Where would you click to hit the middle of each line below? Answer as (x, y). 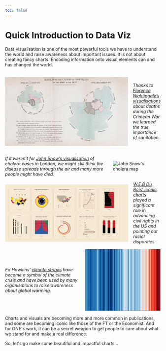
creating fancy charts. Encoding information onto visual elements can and (80, 59)
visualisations (147, 101)
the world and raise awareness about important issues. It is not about (75, 54)
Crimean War (146, 117)
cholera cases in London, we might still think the (54, 164)
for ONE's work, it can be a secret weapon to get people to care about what (82, 329)
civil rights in (146, 221)
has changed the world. (29, 64)
